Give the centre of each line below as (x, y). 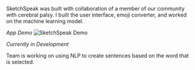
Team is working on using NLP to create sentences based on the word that (97, 55)
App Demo (19, 33)
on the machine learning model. (45, 21)
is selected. (20, 62)
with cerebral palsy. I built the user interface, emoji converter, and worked (97, 15)
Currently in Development (37, 44)
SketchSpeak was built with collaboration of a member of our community (95, 9)
